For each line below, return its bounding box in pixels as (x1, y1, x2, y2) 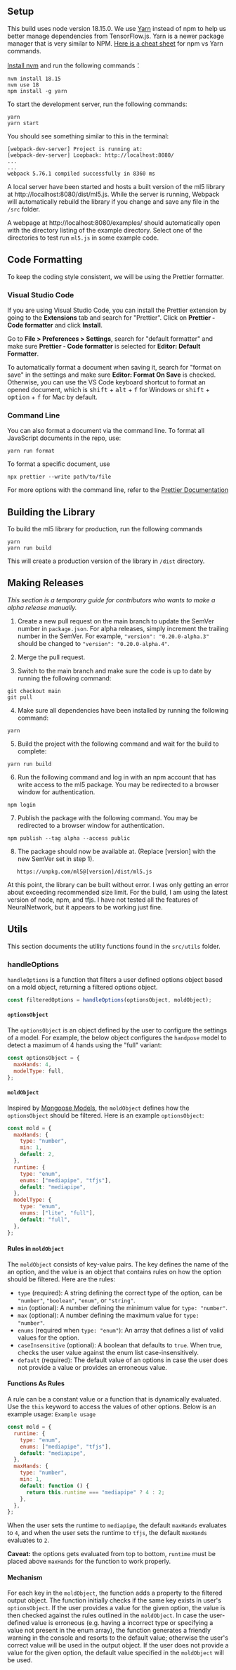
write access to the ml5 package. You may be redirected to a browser (17, 780, 219, 789)
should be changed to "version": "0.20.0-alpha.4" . (17, 639, 170, 647)
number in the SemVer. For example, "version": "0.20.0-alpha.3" (17, 632, 209, 640)
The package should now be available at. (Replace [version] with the (17, 847, 216, 855)
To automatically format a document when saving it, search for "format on (7, 363, 221, 371)
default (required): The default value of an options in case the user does (17, 1356, 228, 1364)
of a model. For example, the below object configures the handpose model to (7, 1033, 227, 1042)
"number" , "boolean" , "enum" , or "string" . (17, 1296, 136, 1305)
